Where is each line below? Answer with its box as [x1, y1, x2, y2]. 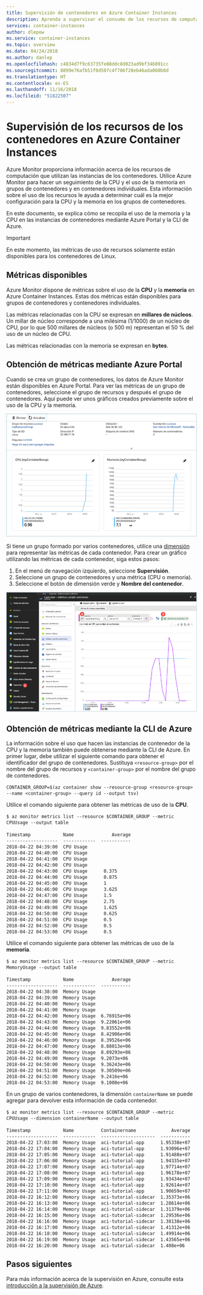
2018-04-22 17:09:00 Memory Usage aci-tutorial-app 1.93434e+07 [6, 1176, 190, 1182]
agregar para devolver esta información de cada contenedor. [6, 1097, 158, 1104]
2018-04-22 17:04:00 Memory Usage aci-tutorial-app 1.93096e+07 [6, 1146, 190, 1152]
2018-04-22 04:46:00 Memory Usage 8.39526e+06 [6, 1037, 131, 1043]
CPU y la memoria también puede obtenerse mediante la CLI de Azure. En [6, 746, 190, 753]
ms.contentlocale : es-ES [6, 80, 69, 86]
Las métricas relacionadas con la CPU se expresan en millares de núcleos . [6, 311, 193, 318]
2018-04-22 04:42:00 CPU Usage [6, 862, 88, 868]
